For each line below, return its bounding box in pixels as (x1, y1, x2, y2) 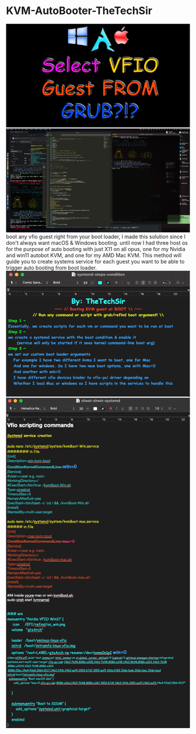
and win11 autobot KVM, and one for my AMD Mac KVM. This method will (6, 252, 182, 259)
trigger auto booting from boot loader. (6, 264, 97, 271)
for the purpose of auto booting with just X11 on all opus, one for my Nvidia (6, 245, 185, 252)
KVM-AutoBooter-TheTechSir (6, 4, 153, 18)
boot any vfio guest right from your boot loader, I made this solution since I (6, 233, 185, 240)
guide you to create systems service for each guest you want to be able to (6, 258, 185, 265)
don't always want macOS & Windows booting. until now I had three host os (6, 239, 188, 246)
